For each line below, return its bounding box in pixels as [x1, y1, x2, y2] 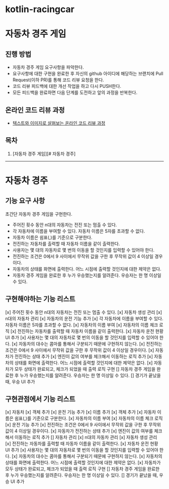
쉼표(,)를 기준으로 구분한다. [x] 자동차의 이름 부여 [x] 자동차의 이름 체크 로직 [14, 415, 163, 421]
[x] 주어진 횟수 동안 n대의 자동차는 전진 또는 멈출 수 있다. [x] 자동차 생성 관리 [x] [5, 309, 162, 315]
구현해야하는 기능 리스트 [5, 295, 75, 304]
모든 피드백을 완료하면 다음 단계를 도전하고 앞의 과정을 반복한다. [12, 89, 137, 95]
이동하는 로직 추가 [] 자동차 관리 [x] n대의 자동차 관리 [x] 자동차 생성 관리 [14, 434, 157, 441]
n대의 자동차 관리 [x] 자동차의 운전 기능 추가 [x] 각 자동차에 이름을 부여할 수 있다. [5, 315, 163, 321]
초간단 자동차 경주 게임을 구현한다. [5, 211, 72, 217]
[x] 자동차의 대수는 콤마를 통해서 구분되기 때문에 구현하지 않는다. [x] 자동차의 [12, 453, 162, 459]
